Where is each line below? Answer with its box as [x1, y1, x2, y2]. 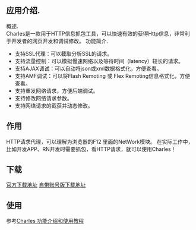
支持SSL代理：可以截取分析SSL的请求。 [14, 50, 113, 57]
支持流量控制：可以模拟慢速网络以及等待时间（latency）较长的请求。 [14, 57, 184, 64]
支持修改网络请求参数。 [14, 94, 72, 102]
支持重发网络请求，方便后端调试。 [14, 87, 99, 94]
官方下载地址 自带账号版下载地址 [6, 181, 86, 188]
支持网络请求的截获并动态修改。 [14, 102, 93, 109]
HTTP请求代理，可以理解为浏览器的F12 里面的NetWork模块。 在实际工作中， [6, 138, 194, 145]
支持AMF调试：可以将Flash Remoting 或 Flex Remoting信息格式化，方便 [14, 72, 191, 79]
